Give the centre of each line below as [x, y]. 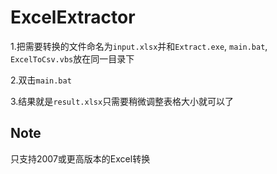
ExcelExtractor [73, 17]
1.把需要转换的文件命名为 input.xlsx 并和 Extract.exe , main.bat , [139, 46]
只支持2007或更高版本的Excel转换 [80, 158]
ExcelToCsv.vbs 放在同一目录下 [72, 58]
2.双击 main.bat [41, 80]
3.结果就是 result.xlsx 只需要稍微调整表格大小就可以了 [122, 101]
